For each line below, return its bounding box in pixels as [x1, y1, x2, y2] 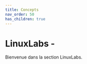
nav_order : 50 [5, 12, 35, 17]
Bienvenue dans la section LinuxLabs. [5, 54, 83, 60]
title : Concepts [5, 7, 39, 12]
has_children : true [5, 16, 46, 21]
